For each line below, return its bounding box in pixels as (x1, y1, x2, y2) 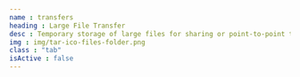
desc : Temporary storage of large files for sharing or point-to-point (9, 29, 286, 38)
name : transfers (9, 12, 74, 22)
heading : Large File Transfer (9, 21, 126, 30)
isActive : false (9, 54, 74, 63)
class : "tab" (9, 46, 62, 55)
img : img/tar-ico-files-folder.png (9, 37, 146, 47)
